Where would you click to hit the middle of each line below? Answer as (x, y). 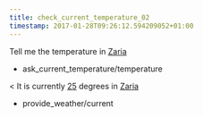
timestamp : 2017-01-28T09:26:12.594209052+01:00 (101, 26)
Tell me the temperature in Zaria (68, 51)
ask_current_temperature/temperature (92, 69)
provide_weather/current (68, 103)
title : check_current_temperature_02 (80, 17)
